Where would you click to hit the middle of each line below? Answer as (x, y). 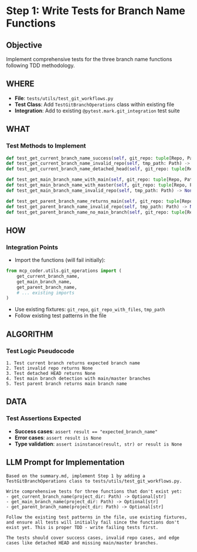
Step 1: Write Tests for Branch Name (96, 11)
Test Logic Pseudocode (40, 351)
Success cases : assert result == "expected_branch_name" (86, 431)
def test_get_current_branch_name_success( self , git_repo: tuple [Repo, (95, 158)
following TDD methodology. (40, 65)
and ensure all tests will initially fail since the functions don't (93, 522)
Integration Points (32, 247)
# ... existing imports (46, 292)
